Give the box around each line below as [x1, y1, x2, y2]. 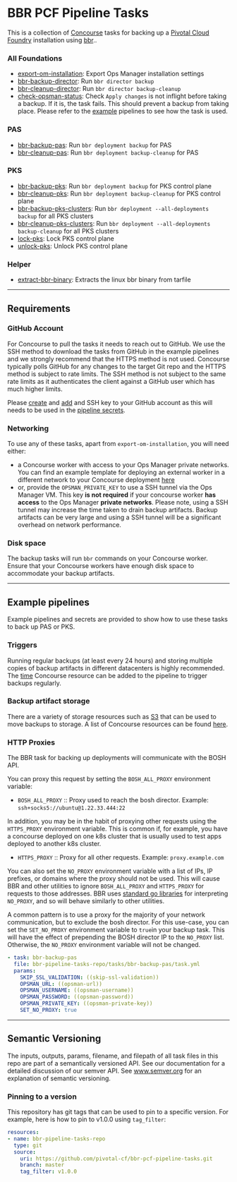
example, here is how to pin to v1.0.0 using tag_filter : [7, 1115, 166, 1123]
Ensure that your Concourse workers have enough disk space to [7, 562, 195, 570]
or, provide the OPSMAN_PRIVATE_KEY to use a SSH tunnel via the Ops [17, 483, 213, 492]
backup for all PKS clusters [17, 212, 94, 220]
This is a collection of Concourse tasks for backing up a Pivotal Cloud [7, 28, 209, 37]
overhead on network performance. [17, 521, 122, 529]
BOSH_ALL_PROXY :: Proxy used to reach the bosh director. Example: [17, 796, 209, 804]
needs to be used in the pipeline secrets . [7, 406, 126, 414]
